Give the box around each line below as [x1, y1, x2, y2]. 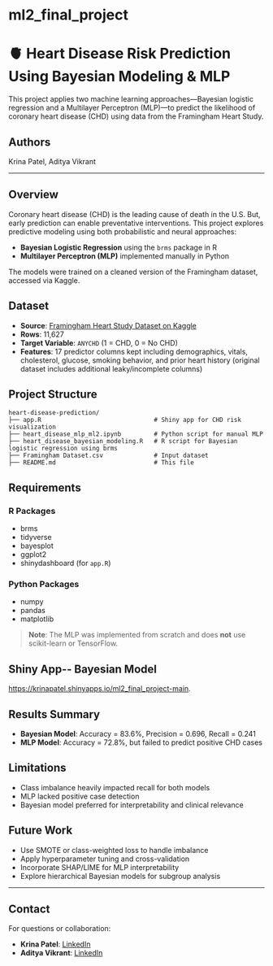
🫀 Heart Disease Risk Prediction [8, 45, 232, 63]
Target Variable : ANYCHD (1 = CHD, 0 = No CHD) [19, 337, 179, 347]
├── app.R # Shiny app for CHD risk [8, 416, 242, 424]
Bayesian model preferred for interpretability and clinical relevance [19, 799, 244, 810]
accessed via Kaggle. [8, 275, 80, 285]
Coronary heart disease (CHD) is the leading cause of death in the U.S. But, [8, 209, 262, 219]
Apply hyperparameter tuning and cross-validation [19, 854, 190, 864]
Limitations [8, 761, 67, 775]
